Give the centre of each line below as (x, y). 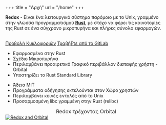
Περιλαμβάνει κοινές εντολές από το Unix (58, 96)
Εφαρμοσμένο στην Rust (39, 53)
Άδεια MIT (24, 85)
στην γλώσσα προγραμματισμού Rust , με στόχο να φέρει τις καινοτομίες (83, 23)
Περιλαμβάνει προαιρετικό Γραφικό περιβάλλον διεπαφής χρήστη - (85, 64)
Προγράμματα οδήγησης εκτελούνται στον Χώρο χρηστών (76, 90)
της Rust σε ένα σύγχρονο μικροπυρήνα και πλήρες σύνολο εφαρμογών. (83, 28)
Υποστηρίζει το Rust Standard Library (52, 75)
